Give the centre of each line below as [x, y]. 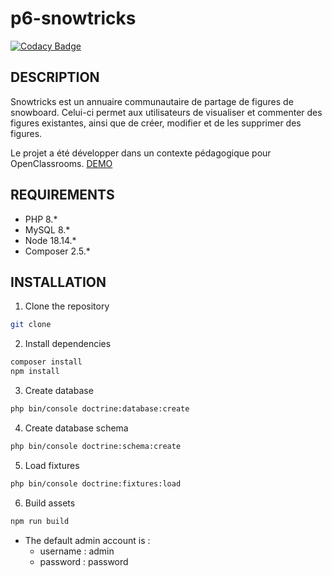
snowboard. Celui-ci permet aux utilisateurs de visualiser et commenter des [166, 112]
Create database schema [76, 428]
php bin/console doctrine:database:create [100, 409]
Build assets [50, 503]
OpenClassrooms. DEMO [61, 163]
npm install [35, 372]
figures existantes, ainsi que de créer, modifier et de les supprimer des [156, 123]
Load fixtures [52, 465]
